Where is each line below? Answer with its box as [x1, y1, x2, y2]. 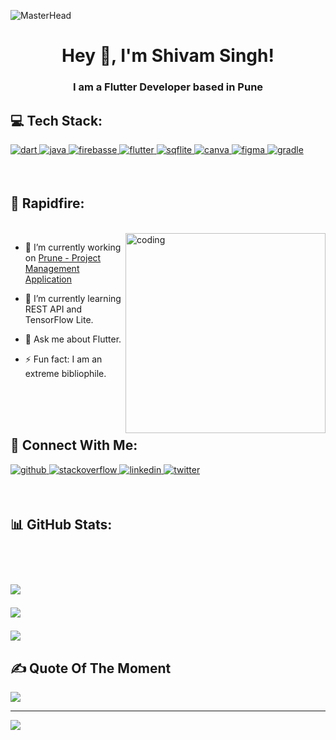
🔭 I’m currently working [24, 241, 122, 253]
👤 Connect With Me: [10, 437, 138, 454]
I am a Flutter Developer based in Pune [72, 80, 264, 94]
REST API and [24, 303, 83, 315]
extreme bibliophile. [24, 367, 107, 379]
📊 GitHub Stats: [10, 516, 113, 533]
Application [24, 273, 73, 285]
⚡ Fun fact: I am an [24, 353, 103, 365]
